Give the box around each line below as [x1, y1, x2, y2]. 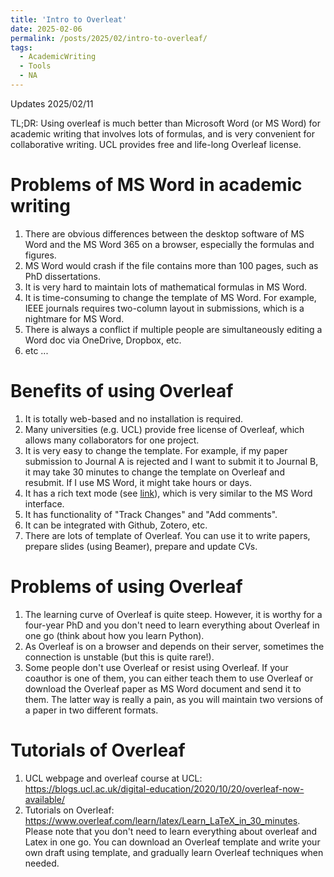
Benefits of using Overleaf [10, 380, 234, 402]
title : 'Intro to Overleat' [10, 14, 128, 25]
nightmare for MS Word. [24, 312, 125, 325]
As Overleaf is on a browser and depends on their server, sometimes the [24, 640, 325, 652]
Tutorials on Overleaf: [24, 804, 115, 816]
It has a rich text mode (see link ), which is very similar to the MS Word [24, 487, 313, 499]
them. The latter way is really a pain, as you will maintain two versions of [24, 693, 324, 705]
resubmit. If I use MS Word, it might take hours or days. [24, 476, 253, 488]
